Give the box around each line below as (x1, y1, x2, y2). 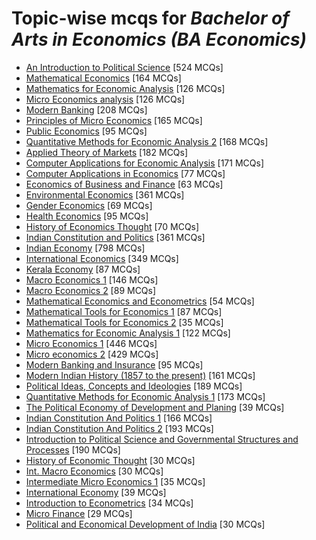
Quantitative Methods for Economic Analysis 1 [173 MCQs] (25, 390, 266, 402)
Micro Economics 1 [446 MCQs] (25, 337, 158, 349)
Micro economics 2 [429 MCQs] (25, 348, 159, 360)
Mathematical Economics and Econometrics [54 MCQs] (25, 295, 255, 307)
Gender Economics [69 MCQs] (25, 199, 153, 211)
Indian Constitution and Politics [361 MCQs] (25, 231, 206, 243)
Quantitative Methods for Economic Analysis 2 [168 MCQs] (25, 135, 269, 147)
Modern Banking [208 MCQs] (25, 103, 148, 116)
